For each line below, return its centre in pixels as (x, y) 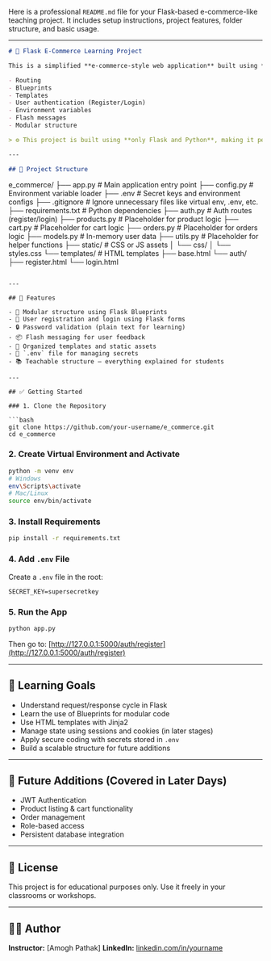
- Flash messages (38, 118)
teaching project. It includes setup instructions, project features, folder (126, 20)
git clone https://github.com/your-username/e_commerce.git (112, 427)
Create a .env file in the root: (56, 577)
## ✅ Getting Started (46, 392)
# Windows (25, 478)
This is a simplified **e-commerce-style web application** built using (133, 65)
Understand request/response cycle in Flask (94, 705)
